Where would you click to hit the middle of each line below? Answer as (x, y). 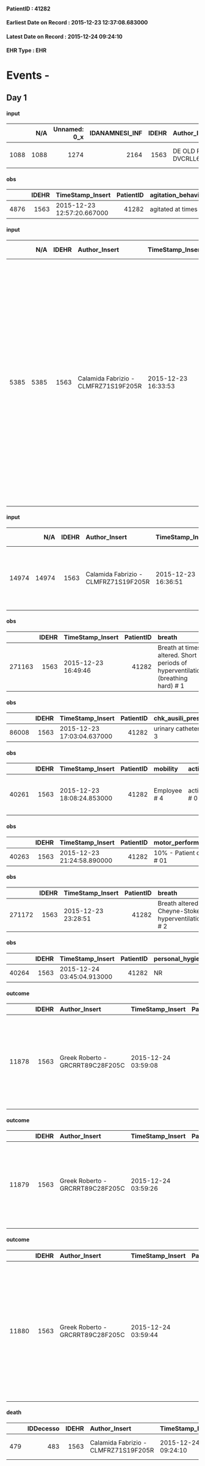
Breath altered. (179, 903)
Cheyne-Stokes (181, 911)
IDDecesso (43, 1428)
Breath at (171, 647)
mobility (166, 769)
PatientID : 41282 (28, 9)
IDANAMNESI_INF (116, 133)
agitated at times (174, 209)
